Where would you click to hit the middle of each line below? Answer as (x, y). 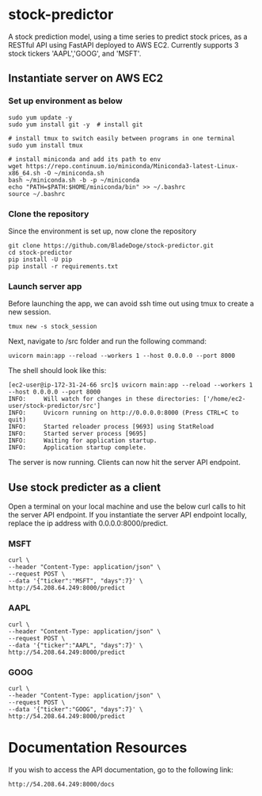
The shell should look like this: (57, 371)
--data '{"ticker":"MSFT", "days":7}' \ (76, 581)
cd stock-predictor (40, 252)
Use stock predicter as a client (84, 487)
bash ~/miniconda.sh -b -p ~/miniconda (74, 180)
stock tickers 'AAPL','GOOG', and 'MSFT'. (75, 53)
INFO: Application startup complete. (78, 448)
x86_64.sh (25, 173)
